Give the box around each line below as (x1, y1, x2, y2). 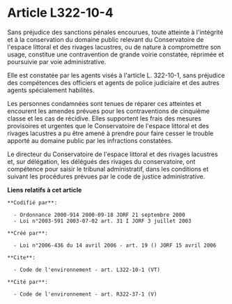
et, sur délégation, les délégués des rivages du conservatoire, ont (7, 157, 196, 165)
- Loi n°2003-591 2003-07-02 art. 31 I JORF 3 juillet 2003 (13, 218, 192, 225)
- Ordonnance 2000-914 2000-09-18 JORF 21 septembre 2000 (13, 211, 186, 218)
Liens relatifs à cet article (7, 185, 82, 194)
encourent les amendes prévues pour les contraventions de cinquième (7, 107, 210, 115)
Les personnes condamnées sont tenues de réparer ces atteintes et (7, 99, 202, 107)
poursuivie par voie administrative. (7, 57, 107, 66)
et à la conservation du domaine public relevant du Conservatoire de (7, 35, 204, 43)
